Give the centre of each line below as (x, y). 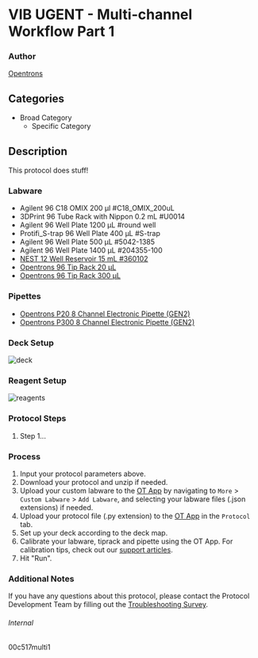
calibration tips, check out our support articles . (96, 549)
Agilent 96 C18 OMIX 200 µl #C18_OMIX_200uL (97, 208)
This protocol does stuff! (48, 170)
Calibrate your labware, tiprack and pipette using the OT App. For (126, 541)
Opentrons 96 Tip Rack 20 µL (68, 267)
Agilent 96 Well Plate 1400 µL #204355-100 (91, 250)
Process (25, 456)
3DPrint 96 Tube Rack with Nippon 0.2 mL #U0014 (102, 217)
